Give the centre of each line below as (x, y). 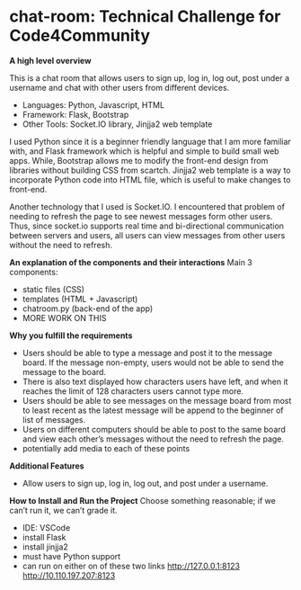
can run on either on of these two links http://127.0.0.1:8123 (131, 566)
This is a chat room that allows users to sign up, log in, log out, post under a (150, 77)
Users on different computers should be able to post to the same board (154, 429)
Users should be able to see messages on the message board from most (157, 400)
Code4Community (80, 36)
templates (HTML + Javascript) (80, 299)
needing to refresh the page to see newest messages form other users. (141, 216)
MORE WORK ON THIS (64, 317)
